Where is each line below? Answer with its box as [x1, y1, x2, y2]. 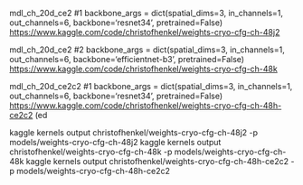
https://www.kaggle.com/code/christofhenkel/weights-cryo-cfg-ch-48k [9, 63, 278, 74]
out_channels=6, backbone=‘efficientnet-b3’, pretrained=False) [9, 54, 245, 64]
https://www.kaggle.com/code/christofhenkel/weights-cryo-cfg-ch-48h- [9, 100, 282, 111]
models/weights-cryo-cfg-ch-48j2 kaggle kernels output [9, 137, 222, 147]
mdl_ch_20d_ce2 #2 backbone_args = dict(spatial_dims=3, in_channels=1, [9, 44, 285, 55]
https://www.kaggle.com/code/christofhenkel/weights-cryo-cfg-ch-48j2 [9, 27, 280, 37]
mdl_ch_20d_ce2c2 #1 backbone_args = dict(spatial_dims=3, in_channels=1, [9, 81, 293, 91]
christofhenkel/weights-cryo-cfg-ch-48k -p [9, 146, 173, 157]
